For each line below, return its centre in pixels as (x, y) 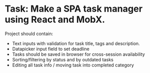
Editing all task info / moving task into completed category (73, 65)
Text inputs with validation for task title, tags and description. (76, 43)
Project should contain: (29, 33)
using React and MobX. (55, 20)
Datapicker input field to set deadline (51, 49)
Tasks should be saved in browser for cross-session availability (79, 54)
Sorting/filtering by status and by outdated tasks (63, 59)
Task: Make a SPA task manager (74, 9)
